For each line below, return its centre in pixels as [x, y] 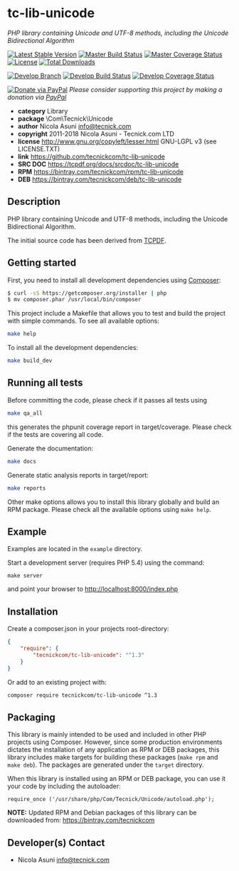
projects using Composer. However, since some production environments [115, 742]
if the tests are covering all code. [55, 434]
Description [34, 202]
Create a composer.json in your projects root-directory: [88, 629]
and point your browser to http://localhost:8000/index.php [93, 589]
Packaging [31, 717]
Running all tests [45, 383]
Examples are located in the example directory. [75, 549]
